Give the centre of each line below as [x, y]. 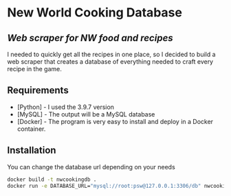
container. [31, 129]
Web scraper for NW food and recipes [90, 38]
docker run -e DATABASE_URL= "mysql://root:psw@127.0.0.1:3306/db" [104, 186]
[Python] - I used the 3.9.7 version [66, 107]
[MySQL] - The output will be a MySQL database [86, 114]
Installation [32, 150]
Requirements [38, 90]
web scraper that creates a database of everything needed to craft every [110, 62]
